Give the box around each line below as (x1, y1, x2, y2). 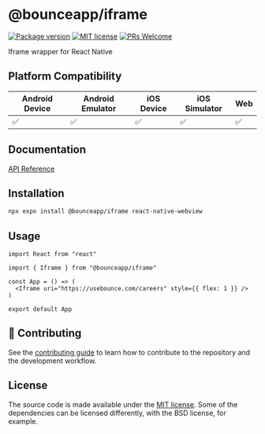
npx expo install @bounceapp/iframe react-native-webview (8, 207, 203, 216)
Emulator (81, 102, 117, 113)
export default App (8, 306, 73, 313)
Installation (8, 187, 65, 200)
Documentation (8, 143, 87, 157)
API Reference (8, 164, 55, 173)
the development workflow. (8, 356, 97, 365)
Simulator (185, 102, 222, 113)
